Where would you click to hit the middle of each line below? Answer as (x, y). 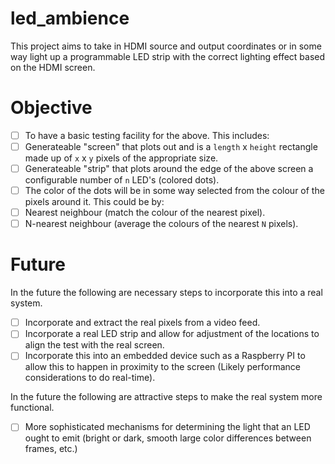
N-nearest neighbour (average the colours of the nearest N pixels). (161, 224)
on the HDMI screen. (53, 67)
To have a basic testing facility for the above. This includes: (147, 135)
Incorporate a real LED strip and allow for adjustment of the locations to (172, 334)
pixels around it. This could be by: (94, 202)
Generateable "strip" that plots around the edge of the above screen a (169, 168)
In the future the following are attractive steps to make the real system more (166, 397)
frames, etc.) (51, 449)
